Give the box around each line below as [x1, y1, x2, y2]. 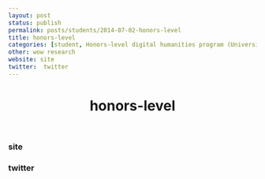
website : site [8, 56, 55, 64]
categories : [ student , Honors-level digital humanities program [8, 41, 224, 49]
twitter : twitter [8, 63, 69, 71]
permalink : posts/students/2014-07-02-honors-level [8, 26, 181, 34]
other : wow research [8, 48, 77, 56]
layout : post [8, 11, 51, 20]
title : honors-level [8, 33, 77, 42]
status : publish [8, 19, 62, 27]
